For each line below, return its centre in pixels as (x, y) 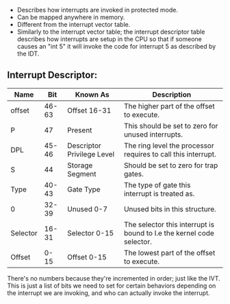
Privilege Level (91, 154)
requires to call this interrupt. (170, 154)
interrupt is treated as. (159, 194)
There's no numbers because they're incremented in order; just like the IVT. (114, 278)
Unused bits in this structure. (170, 209)
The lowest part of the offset (169, 253)
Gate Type (84, 189)
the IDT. (28, 54)
